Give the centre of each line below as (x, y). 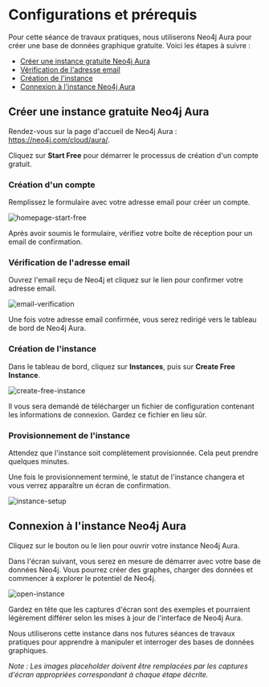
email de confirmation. (45, 242)
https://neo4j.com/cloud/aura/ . (59, 140)
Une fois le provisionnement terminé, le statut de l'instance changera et (126, 477)
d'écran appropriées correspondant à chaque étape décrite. (108, 674)
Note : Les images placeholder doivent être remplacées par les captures (128, 666)
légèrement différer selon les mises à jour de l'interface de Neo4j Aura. (126, 618)
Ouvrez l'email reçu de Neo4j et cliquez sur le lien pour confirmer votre (126, 280)
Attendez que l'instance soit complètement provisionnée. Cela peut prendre (133, 453)
